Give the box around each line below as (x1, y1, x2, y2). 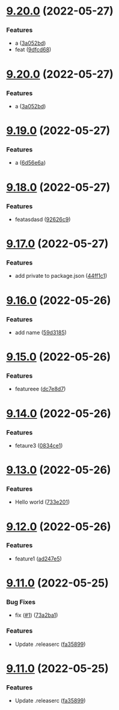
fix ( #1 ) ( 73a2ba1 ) (14, 611, 58, 619)
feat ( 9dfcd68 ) (14, 46, 52, 53)
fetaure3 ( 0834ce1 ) (14, 442, 63, 449)
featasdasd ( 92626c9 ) (14, 215, 71, 223)
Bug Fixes (6, 597, 36, 606)
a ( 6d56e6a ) (14, 159, 46, 166)
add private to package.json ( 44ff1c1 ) (14, 272, 108, 280)
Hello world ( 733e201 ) (14, 498, 70, 506)
